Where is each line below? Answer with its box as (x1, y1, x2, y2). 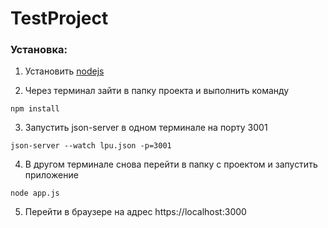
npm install (10, 104, 60, 114)
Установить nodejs (24, 65, 105, 77)
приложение (24, 169, 79, 181)
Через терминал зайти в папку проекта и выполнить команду (24, 85, 290, 97)
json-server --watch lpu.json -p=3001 (10, 141, 172, 151)
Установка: (10, 43, 68, 57)
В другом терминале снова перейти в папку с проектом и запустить (24, 158, 318, 171)
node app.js (10, 188, 60, 199)
